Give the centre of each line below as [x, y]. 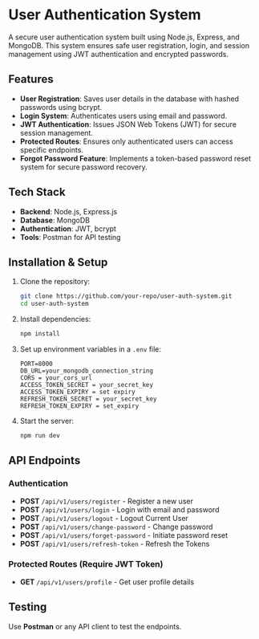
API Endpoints [45, 460]
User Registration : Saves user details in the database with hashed [129, 99]
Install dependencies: [55, 319]
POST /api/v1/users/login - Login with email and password [119, 509]
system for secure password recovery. [83, 167]
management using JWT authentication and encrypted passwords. [118, 54]
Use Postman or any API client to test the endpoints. [95, 626]
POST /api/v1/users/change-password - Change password [116, 527]
